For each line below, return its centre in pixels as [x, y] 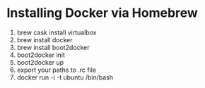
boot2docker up [40, 62]
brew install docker [45, 39]
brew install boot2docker [53, 47]
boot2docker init [41, 55]
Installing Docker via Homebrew [102, 13]
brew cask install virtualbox [57, 32]
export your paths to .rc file [57, 70]
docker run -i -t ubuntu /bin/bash [65, 77]
